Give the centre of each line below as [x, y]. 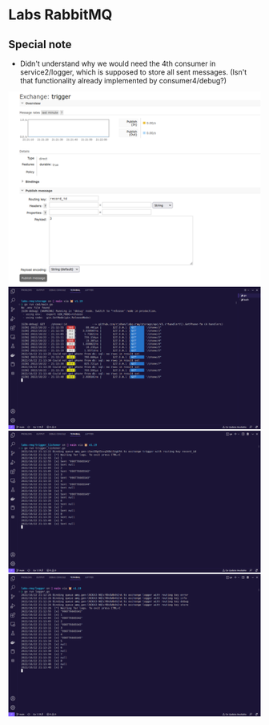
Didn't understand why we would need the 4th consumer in [118, 63]
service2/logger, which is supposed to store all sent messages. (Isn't [133, 72]
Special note [40, 45]
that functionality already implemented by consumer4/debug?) [123, 81]
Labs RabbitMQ [60, 15]
